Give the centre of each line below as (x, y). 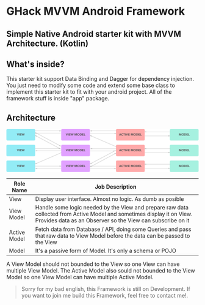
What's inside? (36, 64)
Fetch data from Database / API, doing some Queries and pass (113, 229)
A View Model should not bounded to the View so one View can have (93, 264)
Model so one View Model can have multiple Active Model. (80, 277)
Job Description (116, 187)
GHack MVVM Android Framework (95, 11)
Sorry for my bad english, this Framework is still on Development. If (106, 289)
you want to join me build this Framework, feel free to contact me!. (105, 296)
